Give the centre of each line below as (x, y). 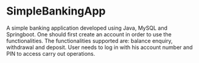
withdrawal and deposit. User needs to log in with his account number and (100, 47)
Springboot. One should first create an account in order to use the (89, 34)
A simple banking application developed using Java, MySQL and (87, 28)
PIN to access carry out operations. (51, 53)
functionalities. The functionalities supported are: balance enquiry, (89, 41)
